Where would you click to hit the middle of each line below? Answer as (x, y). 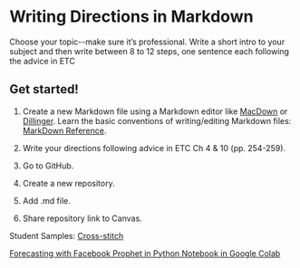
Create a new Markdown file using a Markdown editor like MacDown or (155, 111)
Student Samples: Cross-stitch (67, 235)
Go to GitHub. (48, 166)
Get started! (44, 89)
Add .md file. (46, 200)
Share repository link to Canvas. (82, 218)
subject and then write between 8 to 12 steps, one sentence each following (150, 51)
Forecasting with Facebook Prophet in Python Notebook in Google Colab (145, 253)
